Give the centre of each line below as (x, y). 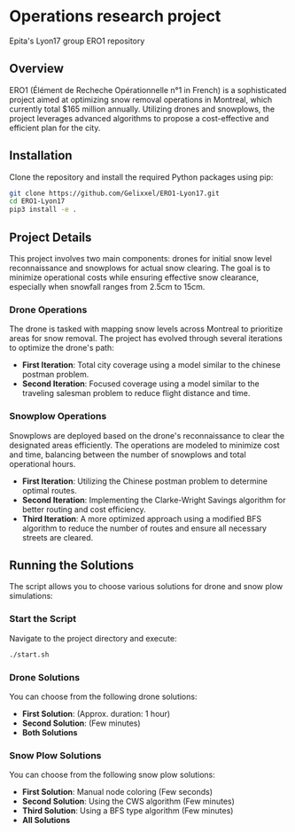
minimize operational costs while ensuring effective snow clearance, (134, 277)
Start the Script (43, 619)
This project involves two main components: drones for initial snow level (141, 258)
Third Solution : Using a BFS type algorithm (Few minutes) (128, 811)
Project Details (50, 237)
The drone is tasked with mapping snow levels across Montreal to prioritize (146, 329)
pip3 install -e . (43, 210)
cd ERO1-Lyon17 (37, 201)
